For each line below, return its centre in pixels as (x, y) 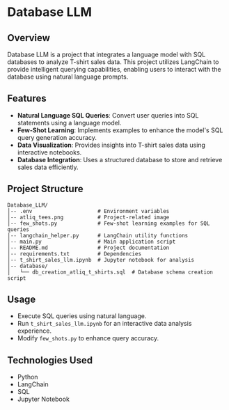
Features (27, 98)
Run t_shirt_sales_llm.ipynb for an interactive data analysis (104, 324)
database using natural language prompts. (68, 77)
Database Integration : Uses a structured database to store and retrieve (120, 159)
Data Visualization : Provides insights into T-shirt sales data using (111, 145)
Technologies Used (50, 360)
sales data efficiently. (48, 167)
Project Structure (45, 189)
